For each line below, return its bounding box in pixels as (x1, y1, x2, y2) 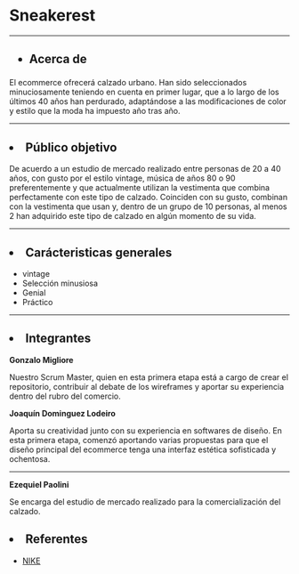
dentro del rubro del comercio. (9, 391, 122, 401)
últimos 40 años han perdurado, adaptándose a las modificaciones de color (9, 96, 287, 107)
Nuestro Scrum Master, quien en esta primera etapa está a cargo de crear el (9, 371, 289, 383)
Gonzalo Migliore (9, 354, 74, 365)
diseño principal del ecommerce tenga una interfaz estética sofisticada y (9, 444, 277, 455)
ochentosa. (9, 453, 51, 464)
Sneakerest (9, 5, 96, 26)
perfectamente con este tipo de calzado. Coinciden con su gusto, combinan (9, 192, 287, 203)
